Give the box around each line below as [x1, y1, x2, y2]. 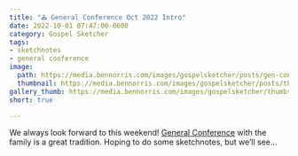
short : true [9, 95, 53, 105]
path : [17, 71, 38, 80]
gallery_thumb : [9, 87, 66, 96]
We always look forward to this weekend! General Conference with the [9, 128, 267, 138]
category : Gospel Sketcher [9, 29, 109, 38]
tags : [9, 37, 29, 47]
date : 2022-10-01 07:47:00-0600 [9, 21, 129, 30]
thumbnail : [17, 79, 58, 88]
